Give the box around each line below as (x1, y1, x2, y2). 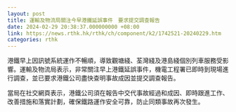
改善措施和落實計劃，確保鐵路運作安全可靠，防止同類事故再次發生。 (7, 97, 204, 106)
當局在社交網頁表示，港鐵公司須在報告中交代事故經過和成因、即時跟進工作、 (7, 89, 229, 97)
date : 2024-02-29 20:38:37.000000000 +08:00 (7, 23, 140, 30)
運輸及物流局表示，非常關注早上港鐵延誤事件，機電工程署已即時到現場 (19, 65, 223, 73)
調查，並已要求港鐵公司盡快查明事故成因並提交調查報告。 (13, 74, 180, 83)
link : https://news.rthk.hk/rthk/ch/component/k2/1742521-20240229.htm (7, 29, 221, 37)
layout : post (7, 10, 46, 17)
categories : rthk (7, 36, 58, 43)
